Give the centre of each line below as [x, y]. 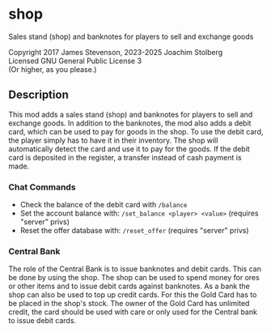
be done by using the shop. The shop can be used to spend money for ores [134, 278]
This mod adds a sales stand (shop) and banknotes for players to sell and [131, 114]
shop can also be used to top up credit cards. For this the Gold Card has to [133, 295]
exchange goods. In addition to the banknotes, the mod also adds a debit [130, 123]
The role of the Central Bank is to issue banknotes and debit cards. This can [135, 269]
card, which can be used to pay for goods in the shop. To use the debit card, [136, 131]
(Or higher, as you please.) [53, 69]
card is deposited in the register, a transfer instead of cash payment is [125, 157]
